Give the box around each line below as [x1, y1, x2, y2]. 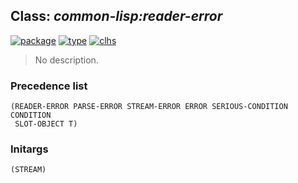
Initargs [10, 142, 49, 156]
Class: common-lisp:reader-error [10, 8, 223, 25]
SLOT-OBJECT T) [14, 119, 78, 129]
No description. [34, 54, 99, 66]
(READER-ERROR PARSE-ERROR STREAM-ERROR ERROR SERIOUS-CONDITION [10, 102, 288, 112]
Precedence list [10, 79, 88, 93]
